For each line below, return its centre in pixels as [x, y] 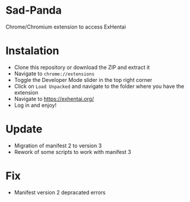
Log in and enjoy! [35, 105]
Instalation [32, 51]
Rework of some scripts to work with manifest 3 [72, 151]
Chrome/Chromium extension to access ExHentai [66, 27]
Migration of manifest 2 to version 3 [58, 146]
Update [24, 129]
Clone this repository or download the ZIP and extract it [82, 67]
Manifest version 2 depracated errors [60, 192]
